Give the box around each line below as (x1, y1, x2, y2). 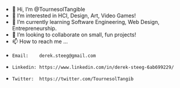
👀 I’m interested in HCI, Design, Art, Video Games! (11, 12, 137, 19)
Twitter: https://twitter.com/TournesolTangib (11, 76, 134, 82)
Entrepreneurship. (11, 25, 57, 32)
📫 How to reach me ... (11, 38, 68, 45)
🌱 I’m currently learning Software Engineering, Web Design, (11, 19, 160, 25)
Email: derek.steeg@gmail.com (11, 53, 96, 59)
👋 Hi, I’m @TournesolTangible (11, 6, 85, 13)
